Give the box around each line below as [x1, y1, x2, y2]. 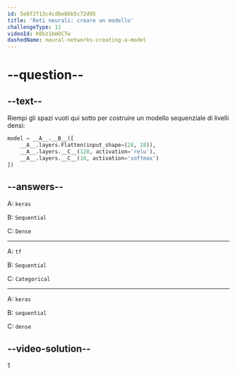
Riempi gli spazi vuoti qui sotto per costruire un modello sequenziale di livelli [7, 114, 229, 122]
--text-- [7, 95, 42, 107]
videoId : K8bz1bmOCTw [7, 30, 71, 37]
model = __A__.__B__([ [7, 135, 74, 142]
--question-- [7, 67, 84, 83]
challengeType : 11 [7, 23, 61, 30]
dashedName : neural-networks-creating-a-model [7, 37, 147, 44]
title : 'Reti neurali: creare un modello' [7, 17, 134, 24]
